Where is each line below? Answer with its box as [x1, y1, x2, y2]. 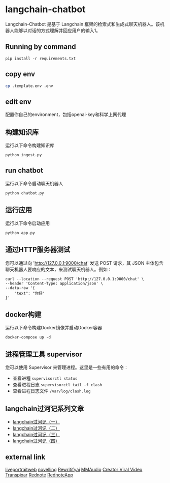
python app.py [5, 230, 36, 235]
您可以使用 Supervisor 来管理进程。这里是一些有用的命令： [5, 364, 128, 371]
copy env [5, 70, 36, 78]
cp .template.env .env [5, 83, 53, 89]
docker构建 [5, 310, 42, 319]
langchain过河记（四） [12, 438, 60, 444]
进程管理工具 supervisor [5, 350, 82, 358]
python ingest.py [5, 153, 42, 158]
